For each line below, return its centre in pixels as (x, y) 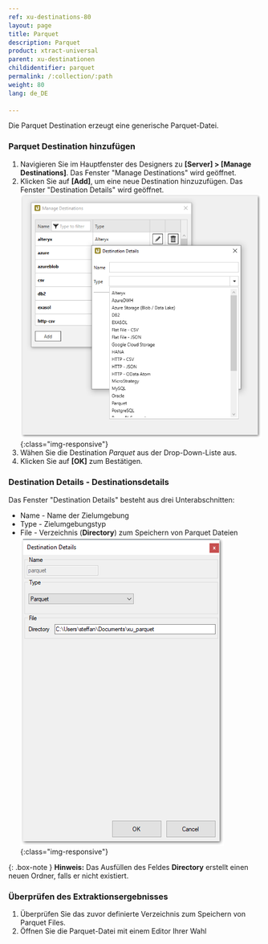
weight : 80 (26, 84)
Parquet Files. (43, 923)
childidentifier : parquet (51, 68)
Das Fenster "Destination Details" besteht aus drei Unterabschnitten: (122, 499)
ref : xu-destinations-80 (50, 17)
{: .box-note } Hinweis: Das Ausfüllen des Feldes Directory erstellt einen (128, 867)
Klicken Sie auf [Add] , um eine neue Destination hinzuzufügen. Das (131, 181)
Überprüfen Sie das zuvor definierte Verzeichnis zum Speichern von (133, 914)
